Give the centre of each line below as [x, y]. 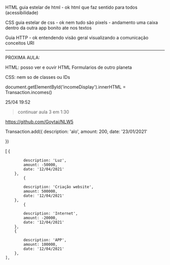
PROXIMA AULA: [23, 57]
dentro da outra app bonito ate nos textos [49, 28]
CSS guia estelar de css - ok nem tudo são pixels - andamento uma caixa [82, 23]
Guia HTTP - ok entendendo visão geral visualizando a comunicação [77, 38]
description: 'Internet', [51, 213]
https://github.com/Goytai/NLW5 [39, 122]
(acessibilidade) [22, 13]
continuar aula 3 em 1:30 [43, 112]
